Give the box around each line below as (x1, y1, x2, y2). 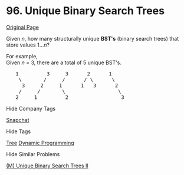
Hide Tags (6, 128, 31, 135)
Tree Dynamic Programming (6, 139, 75, 146)
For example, (6, 52, 38, 60)
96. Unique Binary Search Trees (6, 4, 165, 18)
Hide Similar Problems (6, 150, 60, 157)
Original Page (6, 24, 40, 31)
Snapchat (6, 116, 29, 123)
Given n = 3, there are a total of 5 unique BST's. (6, 59, 122, 66)
